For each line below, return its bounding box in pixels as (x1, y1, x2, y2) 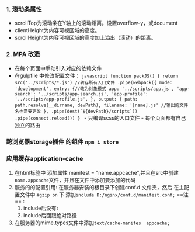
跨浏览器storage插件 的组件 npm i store (6, 137, 119, 146)
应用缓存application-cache (6, 155, 83, 163)
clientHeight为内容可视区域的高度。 (14, 27, 100, 34)
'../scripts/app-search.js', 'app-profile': (38, 91, 148, 97)
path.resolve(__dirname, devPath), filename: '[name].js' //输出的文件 (14, 102, 189, 108)
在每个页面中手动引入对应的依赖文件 (14, 64, 102, 71)
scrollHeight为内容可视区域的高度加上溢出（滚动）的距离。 (14, 34, 156, 41)
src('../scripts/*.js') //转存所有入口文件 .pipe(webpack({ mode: (14, 79, 173, 85)
